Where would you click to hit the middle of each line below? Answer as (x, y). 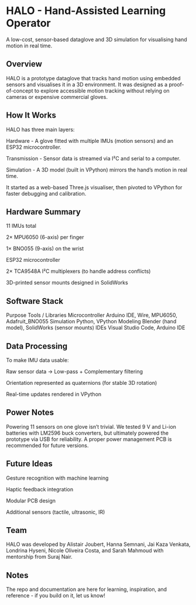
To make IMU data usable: (37, 360)
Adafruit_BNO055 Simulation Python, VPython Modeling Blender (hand (91, 322)
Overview (24, 64)
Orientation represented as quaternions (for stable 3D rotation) (82, 383)
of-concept (20, 90)
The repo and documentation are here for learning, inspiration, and (87, 589)
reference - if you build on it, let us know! (56, 596)
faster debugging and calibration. (46, 193)
